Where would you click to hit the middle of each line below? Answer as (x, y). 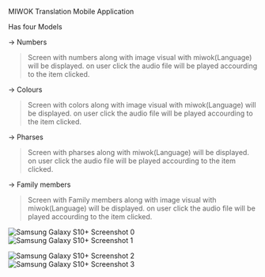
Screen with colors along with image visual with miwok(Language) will (142, 105)
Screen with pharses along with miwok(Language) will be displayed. (138, 152)
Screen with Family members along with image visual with (122, 200)
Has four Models (35, 27)
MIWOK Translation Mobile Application (71, 11)
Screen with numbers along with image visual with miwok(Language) (140, 57)
